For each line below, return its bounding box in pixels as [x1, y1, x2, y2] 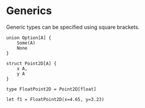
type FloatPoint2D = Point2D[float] [6, 86, 96, 92]
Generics [6, 4, 52, 18]
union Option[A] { [6, 35, 51, 41]
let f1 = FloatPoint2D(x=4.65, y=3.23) [6, 96, 105, 102]
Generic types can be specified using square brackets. [6, 23, 140, 31]
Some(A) [17, 40, 36, 46]
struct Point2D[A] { [6, 60, 57, 66]
